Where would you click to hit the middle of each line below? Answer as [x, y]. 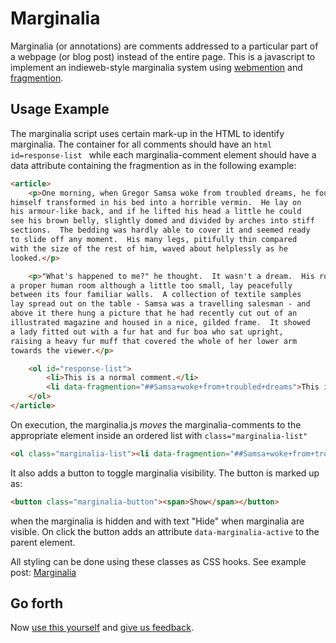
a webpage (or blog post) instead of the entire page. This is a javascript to [163, 56]
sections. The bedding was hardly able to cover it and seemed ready [160, 230]
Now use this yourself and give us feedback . [102, 628]
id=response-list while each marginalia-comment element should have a [163, 154]
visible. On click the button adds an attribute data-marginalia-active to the [165, 531]
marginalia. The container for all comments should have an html [141, 144]
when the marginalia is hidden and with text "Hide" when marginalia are [157, 521]
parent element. [43, 542]
